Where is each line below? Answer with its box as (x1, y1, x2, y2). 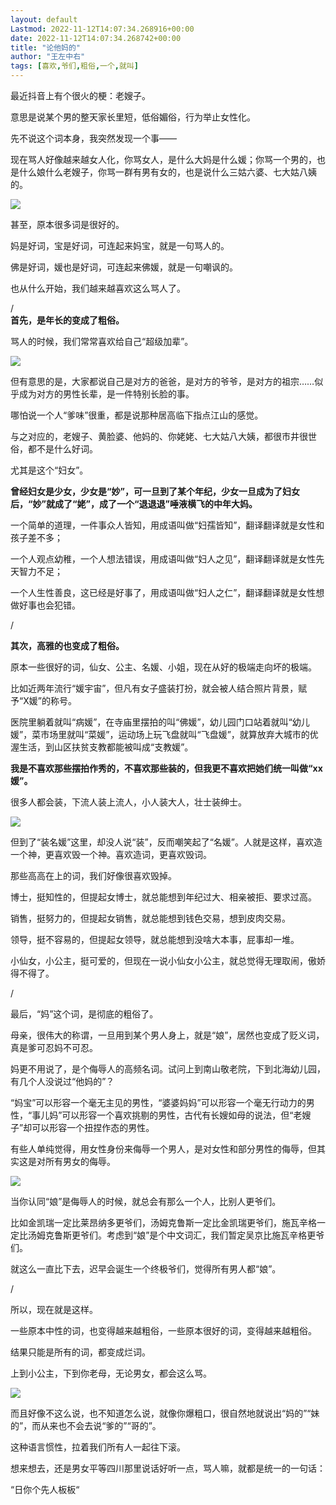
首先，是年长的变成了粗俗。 (10, 314, 125, 326)
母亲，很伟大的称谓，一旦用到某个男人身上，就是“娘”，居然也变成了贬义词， (10, 1029, 325, 1041)
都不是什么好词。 (27, 443, 98, 455)
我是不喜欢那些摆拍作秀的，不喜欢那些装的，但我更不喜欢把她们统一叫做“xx (10, 762, 323, 774)
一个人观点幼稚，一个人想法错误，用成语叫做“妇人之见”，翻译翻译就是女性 (10, 553, 317, 565)
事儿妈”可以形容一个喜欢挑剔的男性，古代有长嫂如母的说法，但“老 (31, 1109, 303, 1121)
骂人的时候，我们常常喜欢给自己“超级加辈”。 (10, 336, 194, 347)
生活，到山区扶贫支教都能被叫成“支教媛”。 (18, 741, 194, 753)
